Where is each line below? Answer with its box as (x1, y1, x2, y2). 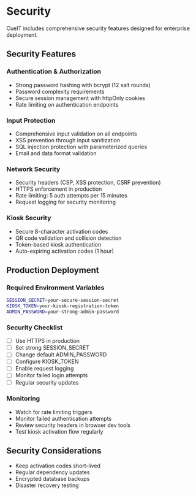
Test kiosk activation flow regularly (15, 428, 104, 435)
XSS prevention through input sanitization (15, 136, 121, 144)
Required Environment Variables (6, 283, 105, 292)
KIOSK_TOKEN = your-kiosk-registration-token (6, 303, 119, 309)
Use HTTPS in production (15, 337, 80, 345)
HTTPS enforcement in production (15, 185, 102, 193)
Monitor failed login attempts (15, 372, 88, 379)
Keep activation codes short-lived (15, 462, 101, 469)
